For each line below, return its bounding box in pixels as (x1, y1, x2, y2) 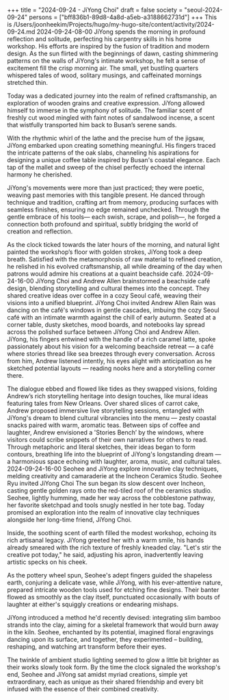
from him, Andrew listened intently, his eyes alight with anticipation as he (7, 357, 212, 365)
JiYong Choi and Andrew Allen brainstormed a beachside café (35, 277, 211, 285)
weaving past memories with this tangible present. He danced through (7, 191, 205, 199)
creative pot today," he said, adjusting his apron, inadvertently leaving (7, 551, 204, 558)
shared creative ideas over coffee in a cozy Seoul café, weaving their (7, 291, 202, 300)
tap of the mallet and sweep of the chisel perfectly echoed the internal (7, 164, 205, 171)
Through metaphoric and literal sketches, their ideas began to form (7, 443, 196, 451)
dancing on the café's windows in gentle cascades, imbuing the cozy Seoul (7, 306, 220, 314)
